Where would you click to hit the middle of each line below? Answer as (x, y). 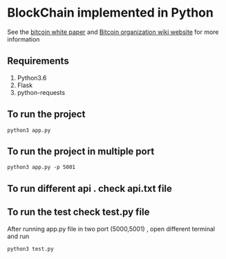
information (23, 39)
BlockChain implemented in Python (111, 13)
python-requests (41, 92)
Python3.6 (32, 78)
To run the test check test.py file (78, 212)
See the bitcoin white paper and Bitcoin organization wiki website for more (113, 32)
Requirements (38, 61)
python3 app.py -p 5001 (41, 168)
